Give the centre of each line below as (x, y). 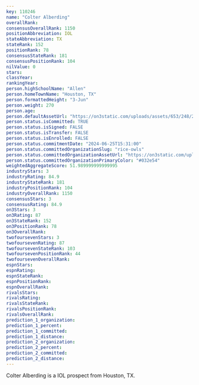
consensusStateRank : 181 (37, 56)
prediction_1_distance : (36, 336)
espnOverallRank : (28, 287)
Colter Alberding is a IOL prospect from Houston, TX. (71, 375)
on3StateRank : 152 (29, 221)
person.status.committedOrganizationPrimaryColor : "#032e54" (83, 161)
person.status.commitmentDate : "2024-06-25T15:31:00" (74, 144)
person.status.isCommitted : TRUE (47, 122)
